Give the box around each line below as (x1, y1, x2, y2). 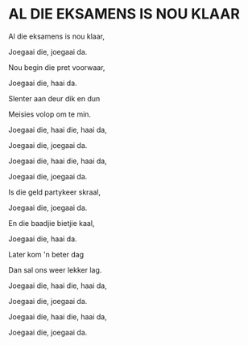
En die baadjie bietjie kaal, (8, 218, 95, 228)
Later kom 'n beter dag (8, 249, 85, 259)
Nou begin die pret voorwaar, (8, 62, 105, 72)
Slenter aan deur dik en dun (8, 93, 101, 103)
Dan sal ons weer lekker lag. (8, 265, 102, 274)
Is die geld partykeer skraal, (8, 187, 101, 197)
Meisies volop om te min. (8, 109, 91, 119)
